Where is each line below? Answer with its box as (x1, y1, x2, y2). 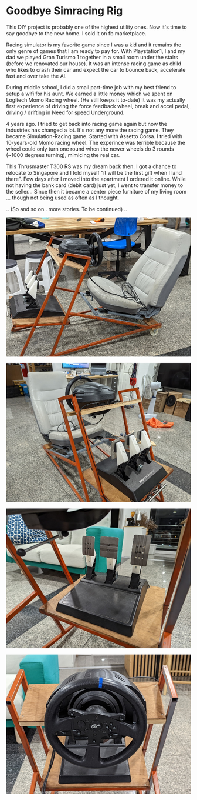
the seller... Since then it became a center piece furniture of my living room (6, 188, 187, 195)
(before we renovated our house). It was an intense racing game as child (6, 60, 182, 67)
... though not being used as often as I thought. (6, 194, 119, 201)
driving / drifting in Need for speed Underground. (6, 109, 125, 116)
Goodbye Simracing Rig (6, 4, 123, 18)
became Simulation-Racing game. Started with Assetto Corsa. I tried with (6, 132, 183, 139)
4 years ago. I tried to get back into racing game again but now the (6, 120, 167, 127)
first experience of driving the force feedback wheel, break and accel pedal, (6, 102, 190, 109)
